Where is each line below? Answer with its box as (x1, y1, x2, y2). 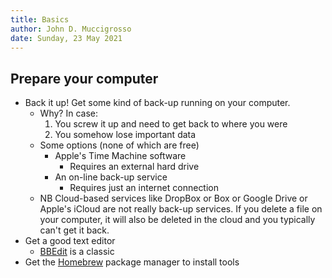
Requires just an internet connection (69, 182, 220, 194)
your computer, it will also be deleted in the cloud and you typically (39, 214, 316, 226)
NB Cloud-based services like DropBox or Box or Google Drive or (39, 192, 308, 205)
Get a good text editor (24, 235, 116, 247)
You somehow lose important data (54, 129, 197, 141)
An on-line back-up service (54, 171, 168, 183)
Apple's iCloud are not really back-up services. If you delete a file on (39, 203, 323, 215)
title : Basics (10, 14, 70, 25)
